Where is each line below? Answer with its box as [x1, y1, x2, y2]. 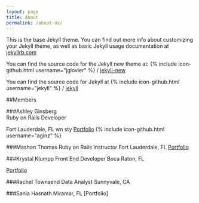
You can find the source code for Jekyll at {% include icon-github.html [6, 78, 180, 85]
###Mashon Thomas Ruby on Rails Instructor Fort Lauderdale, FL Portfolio [6, 144, 189, 151]
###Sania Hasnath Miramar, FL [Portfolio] [6, 190, 109, 197]
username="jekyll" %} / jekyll [6, 85, 79, 92]
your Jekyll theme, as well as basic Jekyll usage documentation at [6, 42, 169, 50]
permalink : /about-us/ [6, 20, 63, 26]
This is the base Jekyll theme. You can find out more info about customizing [6, 36, 193, 44]
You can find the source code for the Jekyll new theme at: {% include [6, 60, 177, 67]
